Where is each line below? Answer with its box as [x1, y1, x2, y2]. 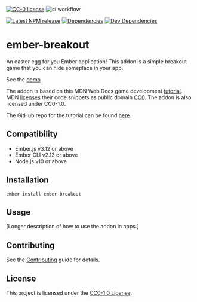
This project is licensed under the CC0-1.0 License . [6, 289, 133, 296]
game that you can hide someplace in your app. [6, 64, 124, 71]
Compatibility [6, 129, 58, 139]
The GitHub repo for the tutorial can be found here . [6, 111, 131, 119]
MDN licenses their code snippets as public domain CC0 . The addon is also [6, 93, 192, 101]
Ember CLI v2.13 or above [14, 151, 78, 158]
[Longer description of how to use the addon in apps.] [6, 223, 139, 230]
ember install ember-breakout [6, 191, 82, 197]
